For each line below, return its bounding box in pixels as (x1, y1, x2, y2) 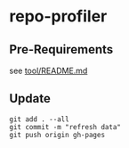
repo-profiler (9, 6, 108, 27)
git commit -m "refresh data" (9, 122, 122, 131)
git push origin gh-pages (9, 130, 105, 139)
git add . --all (9, 114, 69, 124)
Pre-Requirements (9, 42, 114, 57)
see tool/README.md (9, 65, 88, 76)
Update (9, 91, 52, 106)
